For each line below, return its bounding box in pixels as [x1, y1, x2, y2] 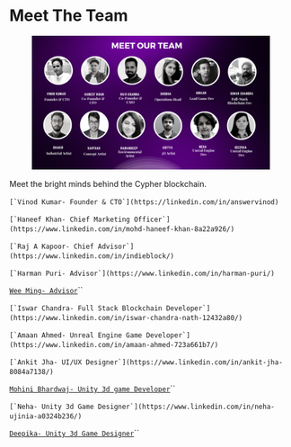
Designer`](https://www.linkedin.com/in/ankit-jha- [85, 358, 283, 367]
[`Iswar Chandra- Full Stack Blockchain [9, 304, 163, 313]
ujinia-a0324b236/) [9, 412, 83, 421]
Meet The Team [9, 5, 128, 26]
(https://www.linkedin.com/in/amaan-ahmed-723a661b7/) [9, 341, 219, 350]
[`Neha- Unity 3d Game [9, 402, 94, 412]
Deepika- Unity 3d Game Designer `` [9, 428, 139, 439]
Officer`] [133, 215, 171, 225]
